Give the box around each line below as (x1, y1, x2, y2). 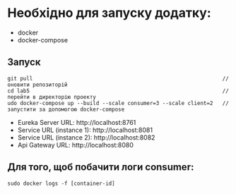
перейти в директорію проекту (7, 93, 97, 100)
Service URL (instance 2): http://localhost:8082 (17, 133, 155, 142)
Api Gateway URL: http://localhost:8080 (17, 140, 134, 149)
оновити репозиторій (7, 81, 69, 88)
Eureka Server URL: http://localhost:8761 (17, 118, 136, 126)
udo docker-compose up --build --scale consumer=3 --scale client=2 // (7, 99, 230, 107)
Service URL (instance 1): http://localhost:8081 (17, 126, 153, 134)
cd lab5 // (7, 87, 230, 95)
